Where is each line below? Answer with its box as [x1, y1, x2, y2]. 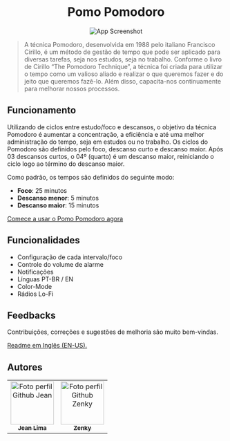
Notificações [17, 268, 54, 276]
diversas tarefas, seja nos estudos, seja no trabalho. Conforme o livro [23, 55, 222, 63]
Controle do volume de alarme [17, 260, 104, 268]
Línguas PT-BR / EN [17, 274, 74, 283]
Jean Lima [17, 424, 47, 432]
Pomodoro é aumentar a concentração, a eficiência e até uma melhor [7, 130, 205, 138]
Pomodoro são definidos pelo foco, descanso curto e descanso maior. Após [7, 144, 224, 153]
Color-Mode [17, 282, 52, 290]
